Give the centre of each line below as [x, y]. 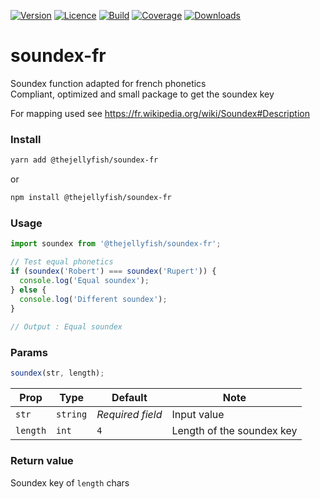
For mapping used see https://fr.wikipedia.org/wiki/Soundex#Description [160, 113]
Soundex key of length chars [70, 482]
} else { [28, 290]
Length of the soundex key [234, 431]
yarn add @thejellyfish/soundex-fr [84, 160]
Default [129, 398]
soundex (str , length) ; [57, 373]
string [72, 414]
